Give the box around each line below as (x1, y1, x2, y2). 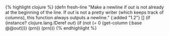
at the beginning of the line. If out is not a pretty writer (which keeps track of (5, 9, 164, 15)
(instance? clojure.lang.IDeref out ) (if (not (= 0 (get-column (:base (5, 20, 142, 26)
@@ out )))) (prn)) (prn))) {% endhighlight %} (5, 25, 97, 31)
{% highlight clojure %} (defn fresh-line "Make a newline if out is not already (5, 4, 164, 10)
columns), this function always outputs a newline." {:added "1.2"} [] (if (5, 15, 150, 20)
